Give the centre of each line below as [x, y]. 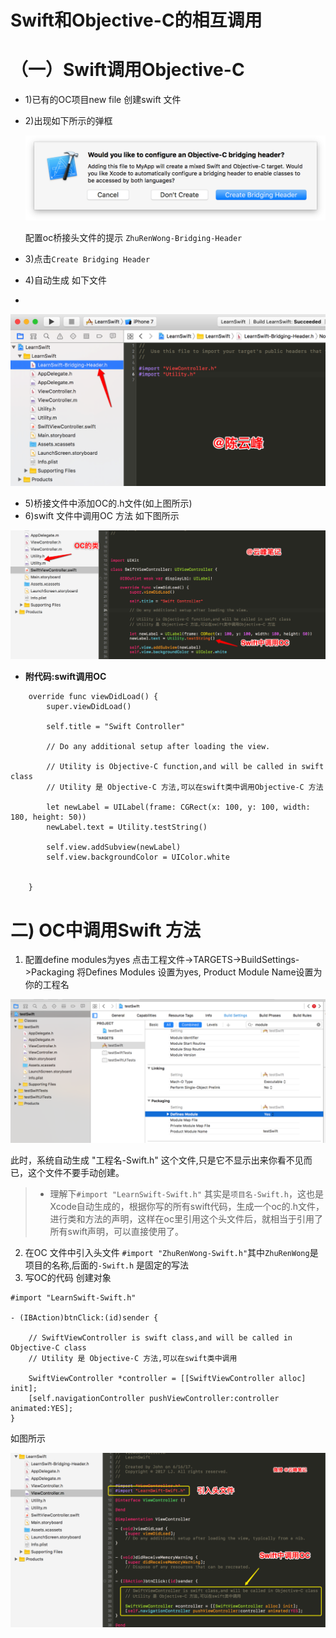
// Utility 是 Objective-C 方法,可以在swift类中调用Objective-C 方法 [185, 787]
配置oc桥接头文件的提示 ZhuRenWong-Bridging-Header [133, 238]
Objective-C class [48, 1347]
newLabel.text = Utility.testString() [127, 827]
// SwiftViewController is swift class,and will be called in [160, 1337]
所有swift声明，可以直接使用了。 [117, 1231]
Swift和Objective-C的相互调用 [136, 20]
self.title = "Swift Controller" [116, 727]
